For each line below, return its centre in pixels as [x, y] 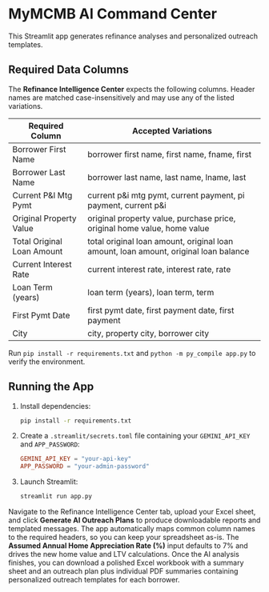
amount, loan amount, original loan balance [169, 251]
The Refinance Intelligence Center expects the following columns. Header [132, 89]
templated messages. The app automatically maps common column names [132, 529]
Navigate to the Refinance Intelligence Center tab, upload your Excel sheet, [132, 512]
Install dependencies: [55, 406]
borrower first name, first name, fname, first [170, 154]
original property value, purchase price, [162, 218]
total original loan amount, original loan [161, 241]
